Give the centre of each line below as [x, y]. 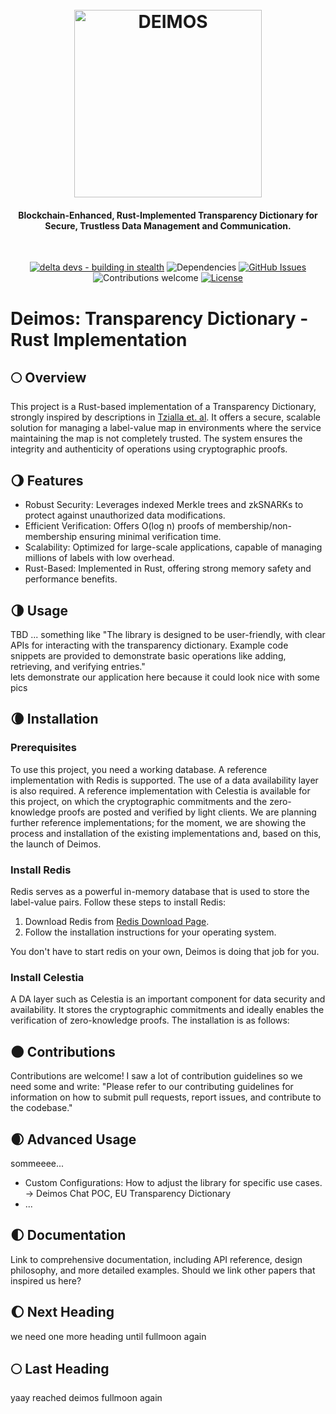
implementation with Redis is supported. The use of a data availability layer [164, 780]
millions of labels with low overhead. [99, 558]
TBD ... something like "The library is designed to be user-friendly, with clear [168, 635]
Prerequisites [43, 748]
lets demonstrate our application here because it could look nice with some [165, 677]
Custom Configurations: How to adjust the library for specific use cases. [173, 1182]
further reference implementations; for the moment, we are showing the [158, 822]
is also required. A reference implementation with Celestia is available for [160, 790]
